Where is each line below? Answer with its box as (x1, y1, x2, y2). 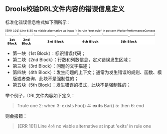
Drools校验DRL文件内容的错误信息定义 (5, 5, 125, 14)
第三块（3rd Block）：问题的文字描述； (12, 62, 92, 69)
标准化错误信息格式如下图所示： (5, 19, 71, 25)
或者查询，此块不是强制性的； (17, 75, 79, 82)
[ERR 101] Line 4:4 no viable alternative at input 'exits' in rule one (17, 123, 151, 129)
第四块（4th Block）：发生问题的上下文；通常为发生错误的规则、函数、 (12, 69, 158, 75)
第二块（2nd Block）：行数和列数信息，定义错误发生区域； (12, 56, 132, 62)
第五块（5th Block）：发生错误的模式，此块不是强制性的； (12, 82, 131, 88)
